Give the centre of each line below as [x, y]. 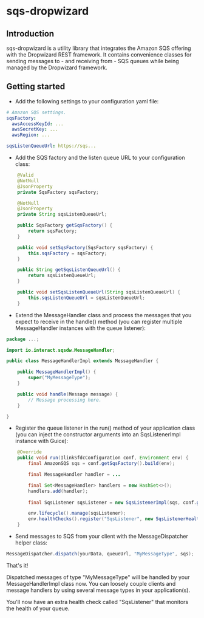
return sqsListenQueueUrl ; [62, 276]
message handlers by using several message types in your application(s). [98, 590]
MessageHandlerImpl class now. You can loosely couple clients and [91, 583]
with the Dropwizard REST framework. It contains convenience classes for [99, 55]
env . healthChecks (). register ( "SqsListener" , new [91, 519]
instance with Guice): [42, 441]
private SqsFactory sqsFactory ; [58, 192]
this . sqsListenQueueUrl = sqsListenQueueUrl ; [87, 298]
